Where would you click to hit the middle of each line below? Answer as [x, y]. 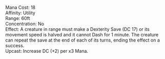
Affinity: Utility [20, 13]
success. [15, 45]
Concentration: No [25, 24]
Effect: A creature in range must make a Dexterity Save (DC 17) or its [77, 29]
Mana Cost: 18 [20, 7]
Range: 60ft [18, 18]
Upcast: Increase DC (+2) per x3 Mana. [47, 51]
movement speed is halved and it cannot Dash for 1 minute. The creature [82, 35]
